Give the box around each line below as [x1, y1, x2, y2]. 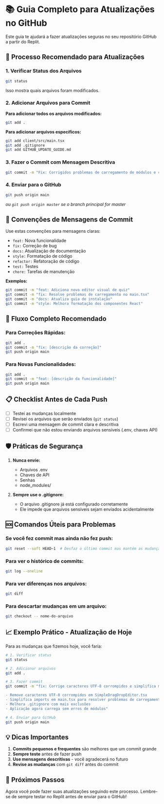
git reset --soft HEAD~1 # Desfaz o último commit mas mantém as [5, 546, 143, 551]
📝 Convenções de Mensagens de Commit [5, 215, 133, 224]
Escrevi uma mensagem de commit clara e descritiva [12, 422, 119, 428]
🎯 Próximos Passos [5, 775, 65, 784]
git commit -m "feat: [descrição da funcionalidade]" [5, 376, 117, 381]
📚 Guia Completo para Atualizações [5, 4, 155, 15]
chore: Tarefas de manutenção [12, 269, 75, 275]
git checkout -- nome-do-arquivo [5, 614, 73, 619]
